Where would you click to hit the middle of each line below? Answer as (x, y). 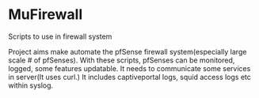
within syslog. (31, 85)
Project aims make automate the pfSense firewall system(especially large (128, 51)
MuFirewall (46, 15)
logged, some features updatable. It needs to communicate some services (129, 68)
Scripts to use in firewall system (60, 36)
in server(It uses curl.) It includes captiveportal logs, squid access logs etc (130, 77)
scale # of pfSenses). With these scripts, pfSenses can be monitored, (122, 60)
